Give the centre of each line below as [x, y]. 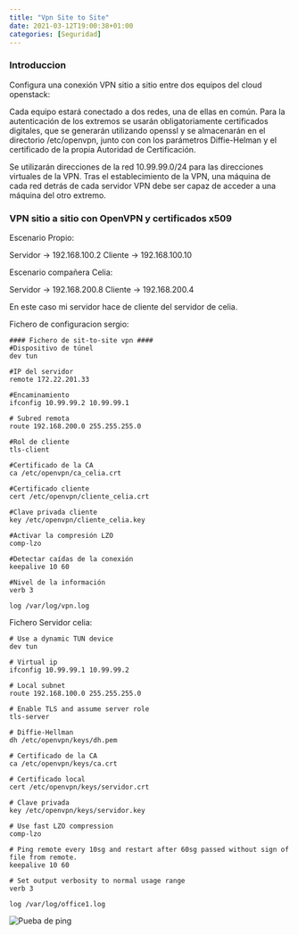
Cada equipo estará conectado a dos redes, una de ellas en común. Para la [147, 112]
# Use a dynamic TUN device [62, 639]
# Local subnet [37, 685]
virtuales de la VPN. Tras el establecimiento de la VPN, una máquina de [140, 176]
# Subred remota [39, 418]
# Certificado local [48, 779]
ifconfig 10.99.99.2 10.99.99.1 [69, 402]
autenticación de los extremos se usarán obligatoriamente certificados [139, 120]
